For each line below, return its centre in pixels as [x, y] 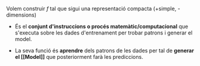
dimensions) [21, 15]
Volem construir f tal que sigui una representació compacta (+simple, [91, 9]
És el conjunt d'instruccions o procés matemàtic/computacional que [101, 26]
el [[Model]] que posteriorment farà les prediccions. [79, 57]
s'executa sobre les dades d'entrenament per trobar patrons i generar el [104, 33]
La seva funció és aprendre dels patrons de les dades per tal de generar [104, 51]
